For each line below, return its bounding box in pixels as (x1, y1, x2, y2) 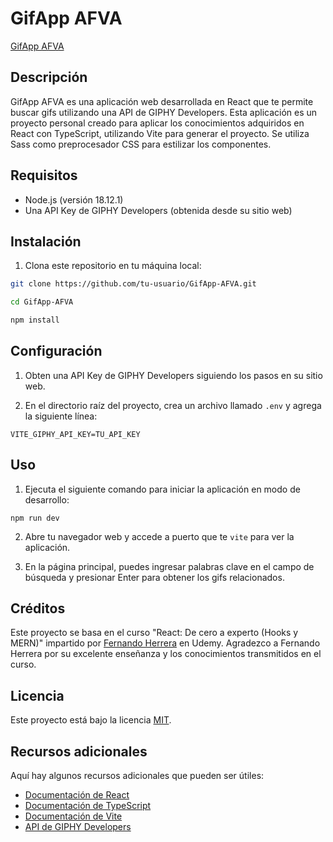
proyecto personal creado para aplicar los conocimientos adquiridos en (10, 117, 305, 129)
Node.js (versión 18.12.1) (24, 193, 124, 206)
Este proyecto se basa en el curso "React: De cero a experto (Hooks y (10, 627, 299, 639)
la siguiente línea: (24, 410, 98, 422)
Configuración (10, 343, 103, 360)
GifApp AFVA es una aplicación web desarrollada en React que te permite (10, 95, 314, 107)
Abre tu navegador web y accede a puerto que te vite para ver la (24, 530, 295, 542)
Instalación (10, 233, 82, 250)
